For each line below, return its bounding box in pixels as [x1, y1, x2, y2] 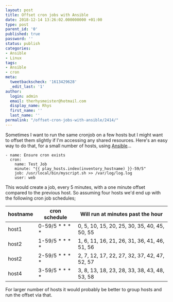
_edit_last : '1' [10, 84, 45, 89]
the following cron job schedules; [5, 195, 76, 201]
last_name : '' [10, 113, 40, 118]
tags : [5, 60, 17, 65]
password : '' [5, 37, 33, 42]
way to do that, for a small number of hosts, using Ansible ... [5, 143, 132, 149]
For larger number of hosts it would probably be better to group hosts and [5, 286, 162, 292]
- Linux [5, 55, 22, 61]
